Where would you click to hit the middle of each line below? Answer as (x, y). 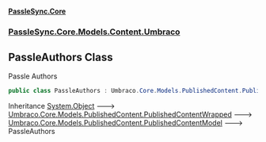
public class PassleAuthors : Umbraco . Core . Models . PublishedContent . (125, 91)
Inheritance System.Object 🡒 (62, 106)
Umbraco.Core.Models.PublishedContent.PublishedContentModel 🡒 (125, 123)
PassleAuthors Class (61, 57)
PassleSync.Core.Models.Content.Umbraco (94, 32)
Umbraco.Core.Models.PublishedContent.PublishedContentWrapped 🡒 (130, 114)
